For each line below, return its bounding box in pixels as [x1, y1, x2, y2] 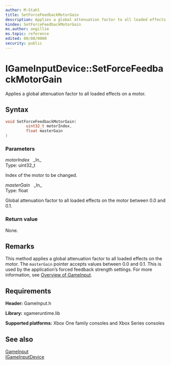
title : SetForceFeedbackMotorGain [5, 12, 79, 17]
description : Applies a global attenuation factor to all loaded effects [5, 17, 166, 22]
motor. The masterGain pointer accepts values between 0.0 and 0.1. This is [5, 261, 162, 267]
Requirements [5, 287, 51, 295]
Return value [5, 216, 38, 223]
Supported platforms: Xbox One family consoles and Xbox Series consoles [5, 320, 165, 326]
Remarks [5, 242, 35, 250]
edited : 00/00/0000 [5, 36, 47, 41]
